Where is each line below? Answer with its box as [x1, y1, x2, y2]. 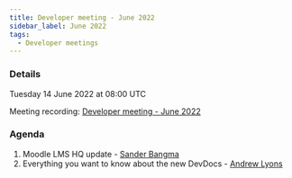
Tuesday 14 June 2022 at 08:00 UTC [9, 88, 147, 99]
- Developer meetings [17, 38, 99, 48]
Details [9, 68, 41, 81]
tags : [9, 30, 30, 39]
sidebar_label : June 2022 [9, 22, 106, 31]
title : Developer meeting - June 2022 [9, 13, 155, 22]
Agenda [9, 128, 45, 140]
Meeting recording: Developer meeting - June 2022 [9, 105, 201, 117]
